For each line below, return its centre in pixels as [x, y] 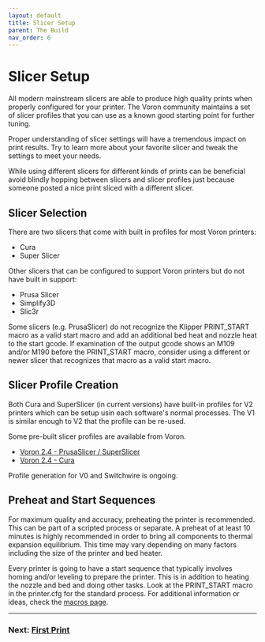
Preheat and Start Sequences [82, 500]
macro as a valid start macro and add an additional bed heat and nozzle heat [132, 335]
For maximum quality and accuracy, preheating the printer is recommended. [132, 519]
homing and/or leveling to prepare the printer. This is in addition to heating [129, 576]
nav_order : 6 [30, 38]
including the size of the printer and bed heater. [86, 553]
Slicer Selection [48, 213]
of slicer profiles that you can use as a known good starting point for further [131, 115]
